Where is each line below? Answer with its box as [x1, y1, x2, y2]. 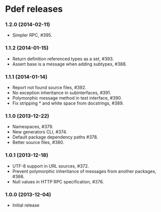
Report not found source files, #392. [12, 85, 86, 91]
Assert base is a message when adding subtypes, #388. [12, 61, 127, 67]
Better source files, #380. [12, 140, 64, 145]
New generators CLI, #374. [12, 129, 68, 135]
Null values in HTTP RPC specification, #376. [12, 178, 104, 184]
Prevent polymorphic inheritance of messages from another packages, [12, 168, 157, 174]
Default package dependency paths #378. [12, 134, 98, 140]
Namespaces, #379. [12, 124, 53, 130]
